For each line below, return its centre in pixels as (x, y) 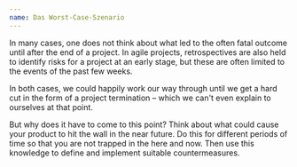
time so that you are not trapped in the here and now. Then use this (132, 143)
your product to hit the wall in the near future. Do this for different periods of (148, 133)
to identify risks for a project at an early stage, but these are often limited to (147, 61)
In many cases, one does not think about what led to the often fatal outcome (148, 43)
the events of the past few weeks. (71, 71)
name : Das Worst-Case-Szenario (67, 17)
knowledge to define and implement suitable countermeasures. (125, 153)
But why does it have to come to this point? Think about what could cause (144, 124)
